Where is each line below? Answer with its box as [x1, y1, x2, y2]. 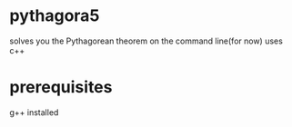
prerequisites [9, 77, 113, 98]
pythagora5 [9, 5, 100, 26]
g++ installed [9, 106, 59, 118]
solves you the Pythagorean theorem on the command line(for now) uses [9, 35, 284, 46]
